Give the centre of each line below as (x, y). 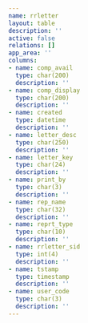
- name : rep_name (37, 202)
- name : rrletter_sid (44, 247)
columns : (23, 61)
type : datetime (41, 120)
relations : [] (32, 46)
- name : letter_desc (43, 135)
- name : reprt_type (41, 224)
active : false (32, 38)
